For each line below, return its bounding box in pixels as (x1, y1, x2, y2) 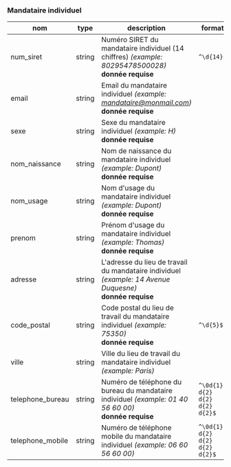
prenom (10, 233, 36, 243)
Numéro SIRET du (101, 35, 159, 45)
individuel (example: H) (101, 126, 177, 136)
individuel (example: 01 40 (101, 395, 188, 404)
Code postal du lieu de (101, 303, 174, 312)
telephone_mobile (10, 436, 69, 446)
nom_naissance (10, 159, 62, 169)
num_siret (10, 52, 43, 62)
